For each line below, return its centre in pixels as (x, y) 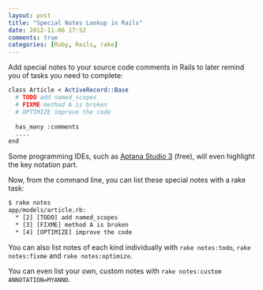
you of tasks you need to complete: (66, 76)
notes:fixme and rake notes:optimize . (70, 255)
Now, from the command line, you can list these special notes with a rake (127, 180)
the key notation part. (43, 165)
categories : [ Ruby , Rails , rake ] (63, 45)
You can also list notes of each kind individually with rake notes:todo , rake (130, 247)
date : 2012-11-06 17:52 (47, 30)
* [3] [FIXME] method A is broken (72, 225)
